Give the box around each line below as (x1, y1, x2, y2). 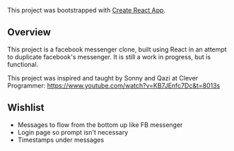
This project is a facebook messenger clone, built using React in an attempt (7, 45, 228, 54)
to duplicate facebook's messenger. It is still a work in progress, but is (7, 52, 211, 61)
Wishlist (7, 102, 45, 114)
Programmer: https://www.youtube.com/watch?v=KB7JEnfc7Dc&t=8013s (7, 81, 221, 90)
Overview (7, 26, 52, 38)
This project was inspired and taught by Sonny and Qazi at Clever (7, 73, 199, 82)
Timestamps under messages (17, 135, 105, 144)
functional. (7, 60, 39, 68)
